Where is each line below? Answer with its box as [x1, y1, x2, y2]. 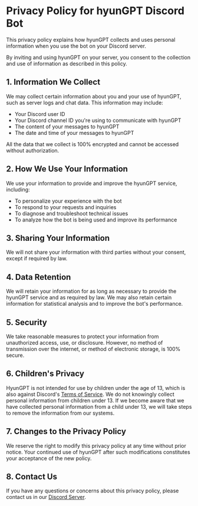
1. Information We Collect [6, 77, 101, 87]
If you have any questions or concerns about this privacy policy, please [6, 487, 179, 494]
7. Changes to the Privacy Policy [6, 426, 127, 436]
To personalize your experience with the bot [14, 197, 122, 204]
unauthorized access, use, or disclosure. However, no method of [6, 339, 163, 346]
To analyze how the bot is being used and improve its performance [14, 216, 177, 223]
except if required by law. [6, 255, 68, 262]
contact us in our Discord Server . [6, 494, 87, 501]
